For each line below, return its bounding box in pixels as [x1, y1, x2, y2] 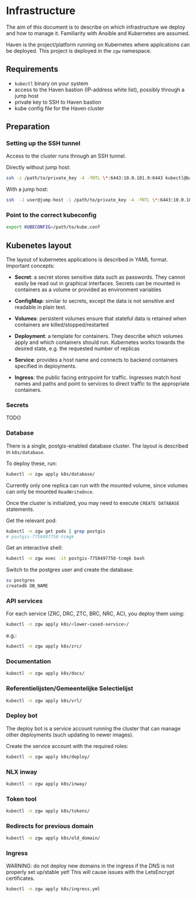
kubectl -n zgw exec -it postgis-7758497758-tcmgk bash [6, 555, 145, 562]
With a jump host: [6, 186, 48, 193]
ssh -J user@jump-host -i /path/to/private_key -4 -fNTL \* [6, 197, 158, 203]
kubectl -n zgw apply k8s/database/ [6, 471, 95, 477]
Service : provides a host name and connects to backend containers [14, 356, 178, 364]
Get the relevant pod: [6, 517, 57, 524]
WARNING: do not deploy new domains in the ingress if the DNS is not [6, 862, 175, 869]
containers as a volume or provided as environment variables [14, 286, 162, 293]
